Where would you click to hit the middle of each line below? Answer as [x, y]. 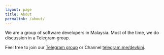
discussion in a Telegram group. [38, 38]
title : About [18, 14]
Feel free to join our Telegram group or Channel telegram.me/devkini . [75, 48]
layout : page [18, 10]
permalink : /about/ [25, 19]
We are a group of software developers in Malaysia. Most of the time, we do [82, 33]
